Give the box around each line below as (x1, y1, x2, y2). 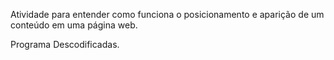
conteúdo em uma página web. (10, 19, 138, 31)
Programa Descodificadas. (10, 39, 120, 50)
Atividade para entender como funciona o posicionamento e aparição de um (10, 9, 325, 20)
